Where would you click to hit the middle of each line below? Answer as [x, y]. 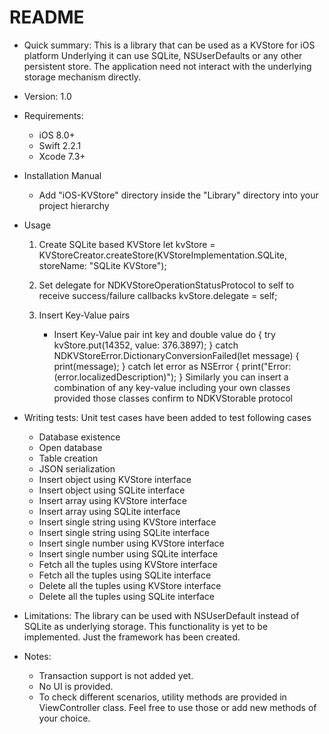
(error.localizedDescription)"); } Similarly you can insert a [171, 377]
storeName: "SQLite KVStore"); [102, 265]
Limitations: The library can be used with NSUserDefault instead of [161, 615]
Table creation [68, 458]
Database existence [79, 437]
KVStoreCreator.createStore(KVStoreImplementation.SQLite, [163, 255]
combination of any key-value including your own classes [172, 387]
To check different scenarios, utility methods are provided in [162, 697]
